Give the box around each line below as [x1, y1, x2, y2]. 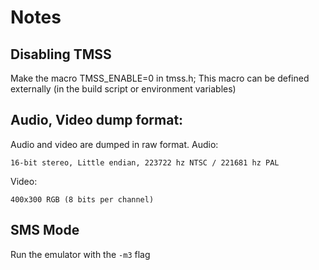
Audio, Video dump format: [10, 112, 184, 129]
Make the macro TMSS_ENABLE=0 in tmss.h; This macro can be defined [10, 72, 310, 84]
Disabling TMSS [10, 46, 112, 63]
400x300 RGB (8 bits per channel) [10, 194, 155, 205]
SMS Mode [10, 222, 80, 239]
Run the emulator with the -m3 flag [10, 248, 151, 260]
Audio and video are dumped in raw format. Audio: [10, 138, 219, 150]
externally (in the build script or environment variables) [10, 83, 237, 95]
